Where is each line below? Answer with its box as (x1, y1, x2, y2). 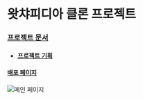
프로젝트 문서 (7, 33, 49, 42)
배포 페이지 (7, 69, 37, 77)
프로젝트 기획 (17, 51, 53, 60)
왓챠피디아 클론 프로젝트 (7, 6, 137, 22)
